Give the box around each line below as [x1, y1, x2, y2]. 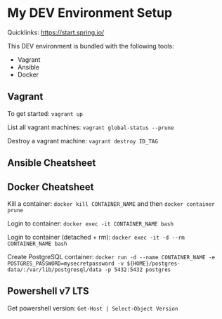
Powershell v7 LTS [7, 285, 89, 297]
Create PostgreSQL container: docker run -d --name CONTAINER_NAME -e [7, 252, 216, 261]
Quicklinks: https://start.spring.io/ [7, 28, 105, 37]
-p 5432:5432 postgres [104, 266, 171, 273]
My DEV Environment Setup [7, 5, 173, 21]
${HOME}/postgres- [126, 260, 181, 267]
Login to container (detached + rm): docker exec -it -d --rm [7, 233, 185, 241]
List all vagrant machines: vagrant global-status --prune [7, 123, 174, 131]
